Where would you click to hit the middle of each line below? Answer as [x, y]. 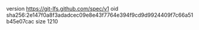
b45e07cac [20, 21]
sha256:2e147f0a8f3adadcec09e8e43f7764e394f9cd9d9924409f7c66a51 [100, 15]
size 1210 [47, 21]
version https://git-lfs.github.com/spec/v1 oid [62, 9]
